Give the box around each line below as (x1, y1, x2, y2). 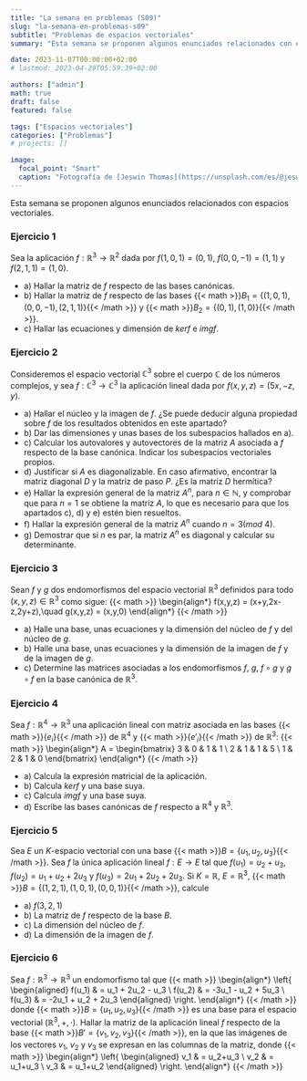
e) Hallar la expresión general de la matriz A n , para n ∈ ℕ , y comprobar (23, 485, 292, 498)
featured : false (10, 106, 72, 115)
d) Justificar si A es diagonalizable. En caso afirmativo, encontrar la (23, 466, 277, 477)
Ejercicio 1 (10, 230, 56, 243)
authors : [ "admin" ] (10, 80, 85, 89)
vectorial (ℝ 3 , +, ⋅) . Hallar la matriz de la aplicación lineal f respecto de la (10, 1015, 281, 1027)
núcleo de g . (23, 633, 71, 644)
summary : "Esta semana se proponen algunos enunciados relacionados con (10, 38, 292, 48)
